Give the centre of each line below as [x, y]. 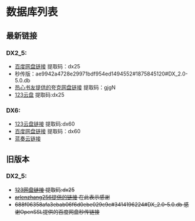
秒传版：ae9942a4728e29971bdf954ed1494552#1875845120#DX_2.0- [101, 74]
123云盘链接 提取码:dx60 [45, 124]
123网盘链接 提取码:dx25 [44, 190]
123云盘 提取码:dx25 [39, 94]
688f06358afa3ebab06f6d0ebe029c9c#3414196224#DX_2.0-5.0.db [98, 204]
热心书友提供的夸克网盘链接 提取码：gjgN [65, 87]
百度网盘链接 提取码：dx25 [47, 66]
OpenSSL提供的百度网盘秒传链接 [60, 212]
